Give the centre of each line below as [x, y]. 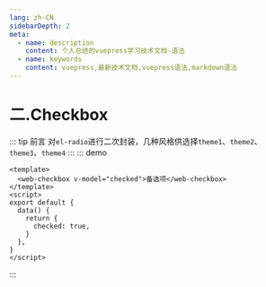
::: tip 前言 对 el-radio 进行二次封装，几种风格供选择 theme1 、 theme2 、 [136, 141]
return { [42, 218]
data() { [34, 210]
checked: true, [62, 226]
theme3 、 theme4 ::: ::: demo [58, 152]
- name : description [56, 43]
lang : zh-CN [31, 17]
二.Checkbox [59, 115]
